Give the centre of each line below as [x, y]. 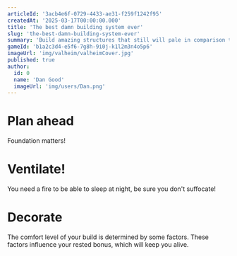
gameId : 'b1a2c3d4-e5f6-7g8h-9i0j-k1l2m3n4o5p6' [80, 47]
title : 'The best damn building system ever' [75, 27]
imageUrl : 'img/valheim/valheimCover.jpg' [71, 54]
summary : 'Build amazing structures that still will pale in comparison [116, 40]
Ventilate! [36, 169]
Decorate [35, 217]
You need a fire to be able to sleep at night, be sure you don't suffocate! [112, 189]
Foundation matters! [36, 141]
